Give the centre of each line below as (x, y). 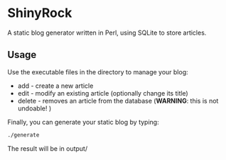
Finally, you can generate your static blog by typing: (83, 122)
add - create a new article (55, 86)
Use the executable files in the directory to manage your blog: (98, 72)
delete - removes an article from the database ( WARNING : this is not (118, 101)
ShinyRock (40, 13)
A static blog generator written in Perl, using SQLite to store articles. (107, 33)
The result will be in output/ (47, 148)
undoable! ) (34, 108)
